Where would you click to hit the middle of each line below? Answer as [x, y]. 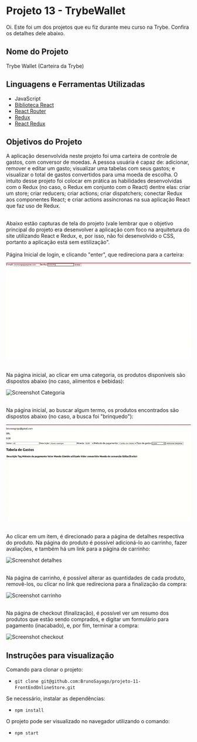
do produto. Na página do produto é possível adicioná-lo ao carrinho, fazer [97, 543]
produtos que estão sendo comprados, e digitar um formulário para [87, 619]
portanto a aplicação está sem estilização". [58, 242]
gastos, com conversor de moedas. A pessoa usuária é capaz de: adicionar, [98, 162]
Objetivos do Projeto [44, 142]
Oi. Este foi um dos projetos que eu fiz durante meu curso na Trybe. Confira [98, 27]
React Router [30, 111]
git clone [27, 682]
